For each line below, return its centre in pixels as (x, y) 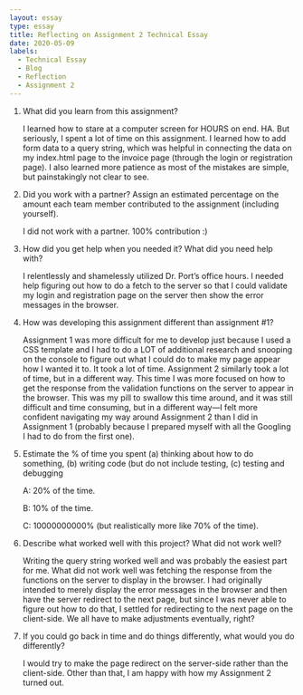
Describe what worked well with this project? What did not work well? (152, 543)
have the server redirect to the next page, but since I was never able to (154, 599)
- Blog (30, 69)
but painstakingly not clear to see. (85, 177)
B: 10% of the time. (58, 507)
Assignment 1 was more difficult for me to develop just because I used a (156, 340)
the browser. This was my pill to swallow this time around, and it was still (157, 397)
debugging (43, 473)
